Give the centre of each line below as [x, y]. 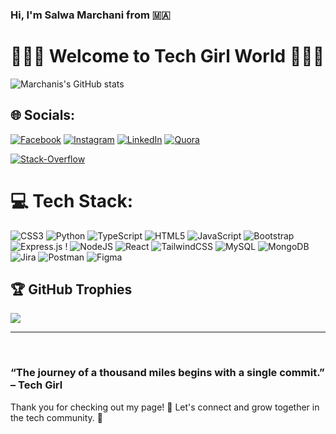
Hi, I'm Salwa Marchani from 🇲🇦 [90, 15]
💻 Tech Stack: [72, 200]
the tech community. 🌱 [56, 417]
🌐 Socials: [43, 115]
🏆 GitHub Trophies [71, 289]
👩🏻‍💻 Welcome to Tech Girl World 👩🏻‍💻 [167, 56]
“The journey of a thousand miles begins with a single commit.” [167, 373]
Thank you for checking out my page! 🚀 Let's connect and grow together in [165, 407]
